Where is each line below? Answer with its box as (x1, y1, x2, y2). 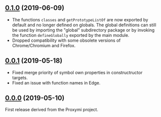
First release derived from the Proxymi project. (5, 107, 98, 113)
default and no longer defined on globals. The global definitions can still (12, 22, 157, 28)
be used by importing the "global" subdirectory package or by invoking (12, 27, 155, 33)
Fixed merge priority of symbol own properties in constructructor (12, 69, 143, 75)
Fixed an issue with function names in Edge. (12, 80, 101, 85)
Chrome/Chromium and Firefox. (12, 42, 76, 48)
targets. (12, 75, 28, 81)
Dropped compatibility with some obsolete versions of (12, 37, 121, 43)
